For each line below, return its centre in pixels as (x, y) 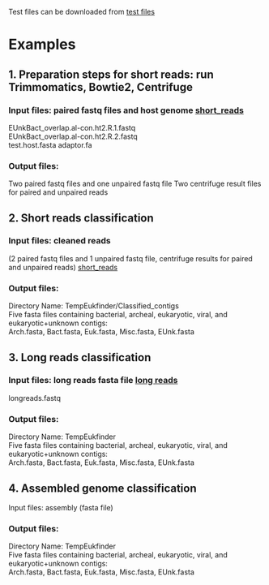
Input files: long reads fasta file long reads (93, 381)
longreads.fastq (35, 398)
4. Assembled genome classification (102, 488)
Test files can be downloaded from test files (82, 12)
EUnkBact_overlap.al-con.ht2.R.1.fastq (72, 127)
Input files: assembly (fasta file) (61, 507)
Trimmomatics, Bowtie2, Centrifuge (100, 87)
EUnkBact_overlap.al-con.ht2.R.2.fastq (73, 136)
